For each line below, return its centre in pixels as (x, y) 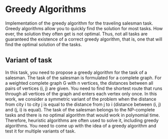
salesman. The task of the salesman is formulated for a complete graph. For (83, 78)
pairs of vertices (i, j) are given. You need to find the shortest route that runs (84, 88)
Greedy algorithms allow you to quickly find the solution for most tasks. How (84, 28)
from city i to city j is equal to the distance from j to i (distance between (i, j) (83, 104)
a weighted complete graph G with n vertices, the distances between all (79, 83)
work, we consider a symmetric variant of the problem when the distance (81, 99)
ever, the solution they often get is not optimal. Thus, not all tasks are (76, 34)
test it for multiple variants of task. (41, 131)
